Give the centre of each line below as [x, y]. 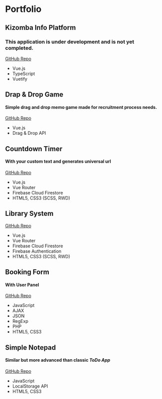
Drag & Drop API [29, 133]
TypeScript [24, 74]
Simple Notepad [31, 348]
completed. [19, 48]
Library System [29, 214]
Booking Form [27, 272]
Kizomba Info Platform [40, 28]
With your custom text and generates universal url [58, 161]
